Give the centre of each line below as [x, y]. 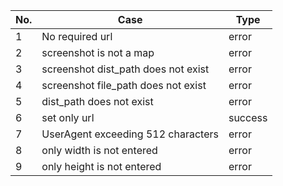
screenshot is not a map [98, 52]
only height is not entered [101, 166]
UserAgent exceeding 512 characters [130, 134]
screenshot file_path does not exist [124, 85]
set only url [68, 117]
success [248, 117]
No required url [77, 36]
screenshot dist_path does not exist [125, 69]
